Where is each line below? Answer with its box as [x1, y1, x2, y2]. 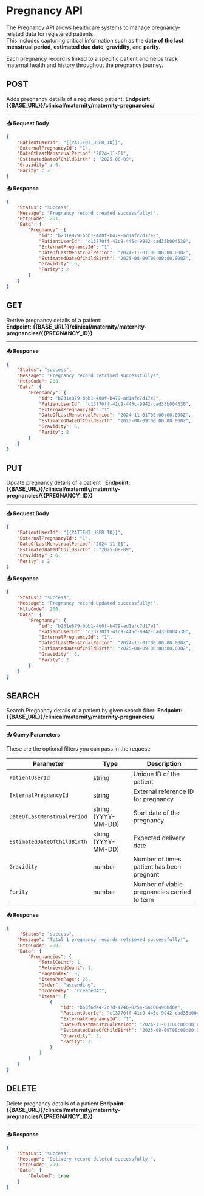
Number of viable [133, 880, 183, 889]
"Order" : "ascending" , [38, 982, 97, 988]
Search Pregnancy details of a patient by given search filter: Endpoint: [6, 707, 183, 714]
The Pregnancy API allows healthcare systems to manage [6, 24, 151, 31]
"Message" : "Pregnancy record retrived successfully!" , [17, 372, 162, 379]
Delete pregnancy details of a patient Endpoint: [6, 1099, 126, 1107]
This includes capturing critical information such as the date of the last [6, 37, 184, 44]
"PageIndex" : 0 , [38, 971, 80, 977]
